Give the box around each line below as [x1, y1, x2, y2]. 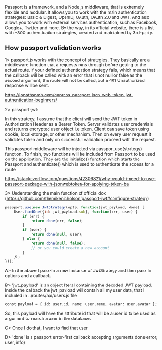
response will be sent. [5, 82, 49, 88]
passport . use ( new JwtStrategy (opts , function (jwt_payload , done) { [5, 205, 145, 210]
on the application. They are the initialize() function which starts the [5, 156, 140, 162]
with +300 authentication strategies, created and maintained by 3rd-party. [5, 30, 154, 35]
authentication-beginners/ [5, 97, 57, 103]
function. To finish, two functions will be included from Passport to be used [5, 151, 155, 157]
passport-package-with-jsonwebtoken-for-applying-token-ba [5, 181, 129, 187]
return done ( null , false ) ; [31, 241, 86, 246]
